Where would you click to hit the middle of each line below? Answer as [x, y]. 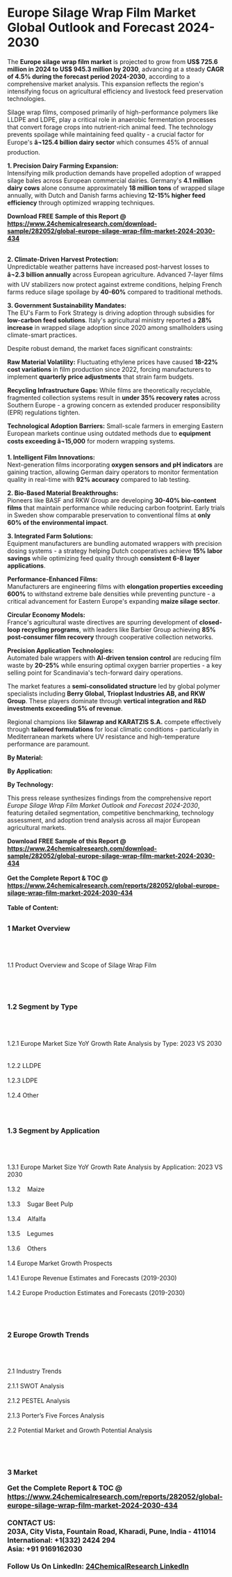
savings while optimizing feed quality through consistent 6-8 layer [103, 558]
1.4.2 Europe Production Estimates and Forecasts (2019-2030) [96, 1293]
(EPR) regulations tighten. [44, 412]
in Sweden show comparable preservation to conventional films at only [109, 515]
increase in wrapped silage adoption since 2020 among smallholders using [115, 327]
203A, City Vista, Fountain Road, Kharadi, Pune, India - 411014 [112, 1531]
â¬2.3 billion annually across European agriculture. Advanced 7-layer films [115, 274]
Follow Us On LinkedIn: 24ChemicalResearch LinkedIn [98, 1566]
